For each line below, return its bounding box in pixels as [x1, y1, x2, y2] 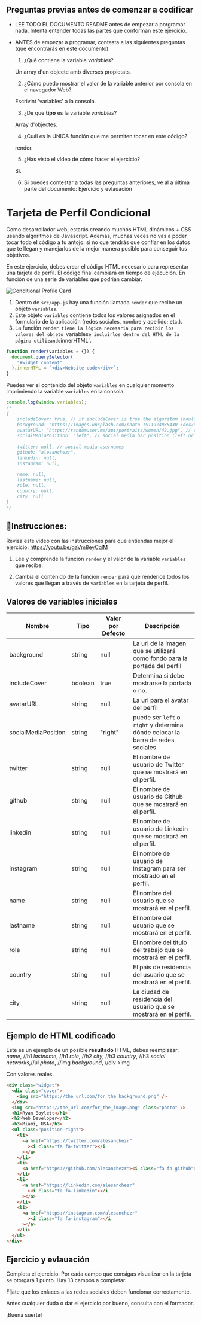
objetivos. [6, 251, 31, 258]
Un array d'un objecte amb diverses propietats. [14, 68, 132, 75]
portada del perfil [132, 662, 182, 670]
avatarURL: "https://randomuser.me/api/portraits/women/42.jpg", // [17, 427, 191, 433]
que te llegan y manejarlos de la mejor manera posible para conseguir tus [6, 245, 187, 252]
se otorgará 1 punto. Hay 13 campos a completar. [6, 1277, 127, 1284]
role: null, [17, 483, 47, 489]
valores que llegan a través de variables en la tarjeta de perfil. [14, 579, 169, 587]
